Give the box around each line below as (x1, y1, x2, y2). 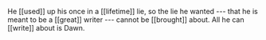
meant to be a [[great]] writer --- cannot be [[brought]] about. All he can (7, 15, 244, 24)
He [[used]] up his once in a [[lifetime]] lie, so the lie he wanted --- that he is (7, 7, 258, 16)
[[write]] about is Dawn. (7, 24, 85, 32)
